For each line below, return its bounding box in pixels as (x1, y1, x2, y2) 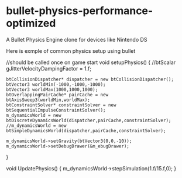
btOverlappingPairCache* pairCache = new (6, 92, 109, 98)
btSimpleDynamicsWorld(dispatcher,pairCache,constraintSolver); (6, 127, 166, 133)
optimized (6, 16, 56, 30)
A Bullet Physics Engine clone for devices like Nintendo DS (6, 36, 147, 43)
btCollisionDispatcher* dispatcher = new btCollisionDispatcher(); (6, 76, 174, 82)
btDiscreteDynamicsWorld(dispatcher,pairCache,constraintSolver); (6, 117, 171, 123)
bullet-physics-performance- (6, 4, 153, 18)
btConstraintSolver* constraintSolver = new (6, 102, 116, 108)
